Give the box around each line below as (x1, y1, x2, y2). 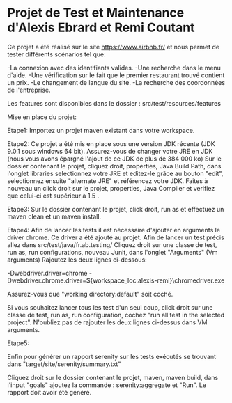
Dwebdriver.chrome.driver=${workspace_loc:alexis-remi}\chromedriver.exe (7, 276, 225, 285)
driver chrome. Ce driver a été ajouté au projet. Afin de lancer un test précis (7, 233, 224, 242)
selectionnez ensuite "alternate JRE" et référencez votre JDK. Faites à (7, 176, 208, 185)
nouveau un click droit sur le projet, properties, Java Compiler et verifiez (7, 184, 215, 192)
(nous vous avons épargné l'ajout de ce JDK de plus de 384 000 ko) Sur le (7, 155, 222, 163)
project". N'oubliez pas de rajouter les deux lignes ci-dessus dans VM (7, 318, 208, 326)
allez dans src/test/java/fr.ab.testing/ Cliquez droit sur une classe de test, (7, 240, 217, 248)
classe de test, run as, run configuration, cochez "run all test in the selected (7, 310, 225, 319)
